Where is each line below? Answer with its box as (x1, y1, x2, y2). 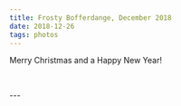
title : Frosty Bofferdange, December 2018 (9, 13, 172, 23)
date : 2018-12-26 (9, 22, 75, 31)
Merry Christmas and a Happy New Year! (9, 55, 163, 66)
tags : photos (9, 30, 59, 39)
